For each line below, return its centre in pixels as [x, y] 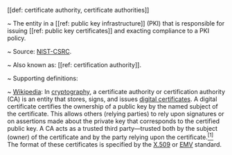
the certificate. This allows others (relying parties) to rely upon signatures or [116, 114]
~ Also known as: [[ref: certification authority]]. [74, 65]
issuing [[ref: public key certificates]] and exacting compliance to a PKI [108, 31]
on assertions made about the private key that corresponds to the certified [114, 121]
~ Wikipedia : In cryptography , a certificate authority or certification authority [116, 92]
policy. [17, 38]
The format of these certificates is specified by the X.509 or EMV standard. [115, 144]
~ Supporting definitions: [43, 78]
